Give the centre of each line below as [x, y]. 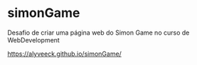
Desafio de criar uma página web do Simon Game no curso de [98, 32]
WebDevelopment [34, 40]
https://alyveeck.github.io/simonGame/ [65, 54]
